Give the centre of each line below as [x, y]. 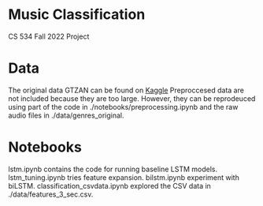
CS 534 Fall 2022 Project [49, 36]
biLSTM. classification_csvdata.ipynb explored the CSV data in [109, 185]
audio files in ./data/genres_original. [66, 115]
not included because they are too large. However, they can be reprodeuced [132, 98]
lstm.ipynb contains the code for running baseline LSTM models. [113, 169]
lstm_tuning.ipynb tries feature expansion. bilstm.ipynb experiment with [124, 177]
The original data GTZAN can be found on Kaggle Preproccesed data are [126, 90]
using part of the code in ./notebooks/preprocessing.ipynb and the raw [123, 107]
